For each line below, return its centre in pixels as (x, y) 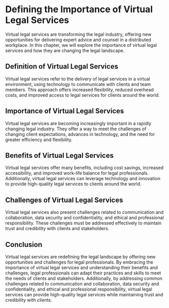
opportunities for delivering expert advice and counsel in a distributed (78, 40)
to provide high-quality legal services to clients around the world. (73, 184)
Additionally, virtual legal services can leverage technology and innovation (83, 179)
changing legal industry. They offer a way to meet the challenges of (76, 129)
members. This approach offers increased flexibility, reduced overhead (79, 90)
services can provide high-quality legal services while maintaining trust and (84, 295)
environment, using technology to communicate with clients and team (78, 84)
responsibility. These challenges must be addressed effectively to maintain (83, 223)
